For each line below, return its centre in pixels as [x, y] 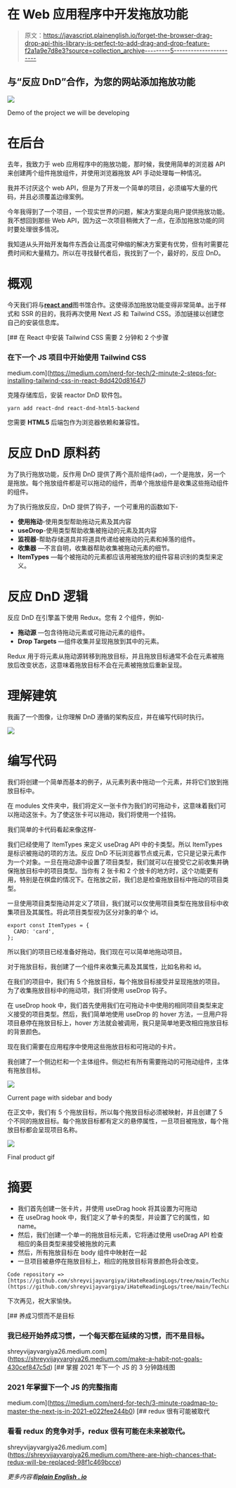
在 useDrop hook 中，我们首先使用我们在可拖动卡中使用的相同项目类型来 [112, 1005]
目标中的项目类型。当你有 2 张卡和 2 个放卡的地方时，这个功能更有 [122, 870]
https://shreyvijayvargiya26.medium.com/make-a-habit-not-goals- [106, 1359]
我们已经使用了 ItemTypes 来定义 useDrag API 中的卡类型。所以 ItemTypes [115, 844]
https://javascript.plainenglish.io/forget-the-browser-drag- [128, 35]
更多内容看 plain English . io [47, 1476]
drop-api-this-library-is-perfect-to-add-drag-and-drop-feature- [117, 43]
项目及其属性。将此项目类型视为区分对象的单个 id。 [87, 912]
